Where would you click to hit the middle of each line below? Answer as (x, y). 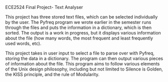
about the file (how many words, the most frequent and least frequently (79, 38)
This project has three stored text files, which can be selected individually (81, 17)
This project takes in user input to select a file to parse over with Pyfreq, (80, 53)
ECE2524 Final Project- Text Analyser (44, 7)
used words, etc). (23, 43)
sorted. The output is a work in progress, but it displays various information (83, 33)
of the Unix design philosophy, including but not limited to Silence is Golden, (84, 69)
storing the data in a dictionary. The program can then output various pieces (84, 58)
